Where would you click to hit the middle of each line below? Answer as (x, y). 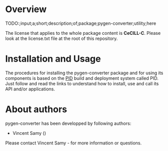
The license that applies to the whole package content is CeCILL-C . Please (83, 33)
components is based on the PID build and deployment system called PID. (82, 78)
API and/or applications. (30, 89)
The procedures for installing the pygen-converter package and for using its (84, 73)
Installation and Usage (53, 59)
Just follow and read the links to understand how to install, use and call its (82, 83)
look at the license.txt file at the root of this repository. (62, 38)
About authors (36, 109)
